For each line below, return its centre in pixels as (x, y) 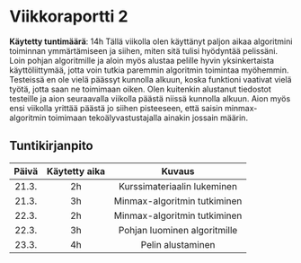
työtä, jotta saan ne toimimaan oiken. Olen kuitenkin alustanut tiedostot (140, 89)
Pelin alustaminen (178, 244)
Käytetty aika (76, 171)
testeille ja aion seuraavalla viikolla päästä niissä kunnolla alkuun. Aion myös (150, 98)
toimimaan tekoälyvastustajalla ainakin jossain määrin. (148, 118)
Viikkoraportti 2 (69, 17)
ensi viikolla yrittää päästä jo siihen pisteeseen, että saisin (116, 108)
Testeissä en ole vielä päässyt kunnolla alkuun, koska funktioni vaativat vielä (150, 79)
